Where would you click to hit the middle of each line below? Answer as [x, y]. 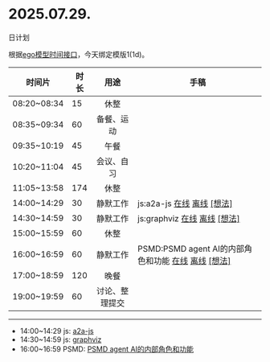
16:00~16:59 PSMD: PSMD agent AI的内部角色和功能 [107, 349]
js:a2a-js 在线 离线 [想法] [185, 204]
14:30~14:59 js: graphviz [61, 339]
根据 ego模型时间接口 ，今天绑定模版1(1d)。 [79, 54]
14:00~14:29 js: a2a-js [57, 331]
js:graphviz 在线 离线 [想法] [189, 218]
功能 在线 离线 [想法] [192, 261]
